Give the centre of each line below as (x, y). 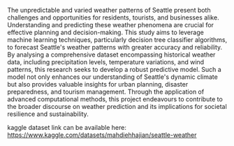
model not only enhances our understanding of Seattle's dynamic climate (112, 77)
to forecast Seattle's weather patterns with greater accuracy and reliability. (115, 47)
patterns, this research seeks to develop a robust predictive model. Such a (114, 70)
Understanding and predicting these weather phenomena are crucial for (111, 25)
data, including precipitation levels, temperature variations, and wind (106, 62)
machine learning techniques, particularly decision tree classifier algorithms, (117, 40)
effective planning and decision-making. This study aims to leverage (105, 32)
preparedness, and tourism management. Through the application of (106, 92)
